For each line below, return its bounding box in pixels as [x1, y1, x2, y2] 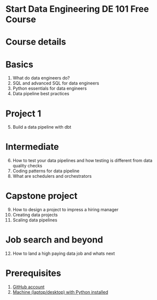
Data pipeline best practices [12, 91, 69, 97]
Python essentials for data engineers [12, 85, 87, 91]
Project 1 [5, 108, 41, 119]
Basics [5, 59, 34, 70]
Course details [5, 36, 67, 48]
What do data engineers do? [12, 75, 70, 81]
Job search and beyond [5, 234, 103, 245]
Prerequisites [5, 268, 62, 279]
